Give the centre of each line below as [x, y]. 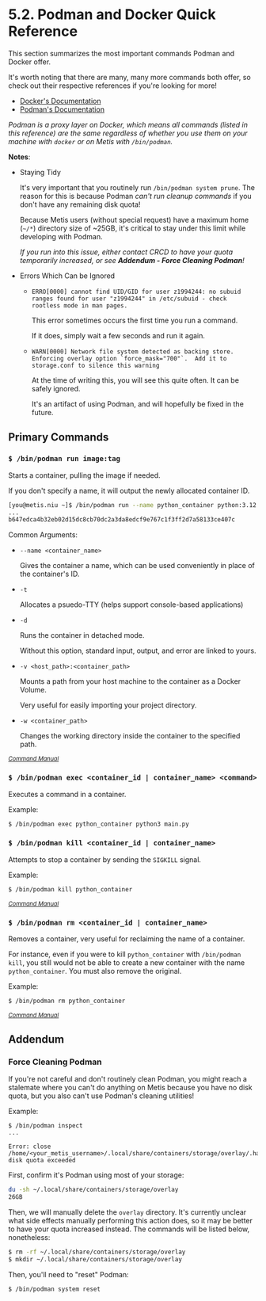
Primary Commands [59, 437]
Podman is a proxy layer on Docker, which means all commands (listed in [128, 124]
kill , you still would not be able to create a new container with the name [127, 962]
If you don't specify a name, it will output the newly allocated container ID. [129, 490]
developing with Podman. [61, 236]
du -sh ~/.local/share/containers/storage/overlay [93, 1190]
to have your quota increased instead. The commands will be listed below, [129, 1229]
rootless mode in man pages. [80, 305]
